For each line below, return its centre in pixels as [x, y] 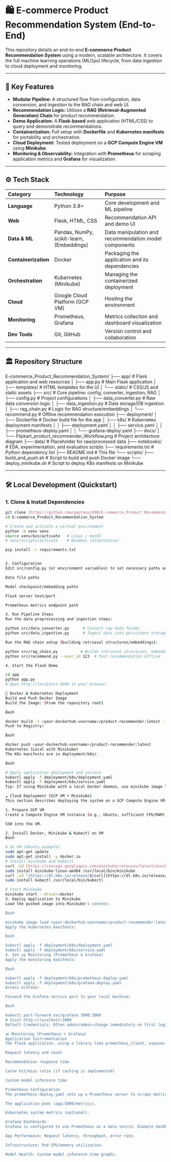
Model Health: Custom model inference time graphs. [61, 1154]
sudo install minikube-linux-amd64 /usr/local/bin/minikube [70, 871]
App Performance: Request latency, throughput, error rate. [70, 1136]
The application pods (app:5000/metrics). [51, 1104]
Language [20, 206]
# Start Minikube [24, 890]
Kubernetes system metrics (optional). [48, 1113]
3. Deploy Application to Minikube [43, 899]
